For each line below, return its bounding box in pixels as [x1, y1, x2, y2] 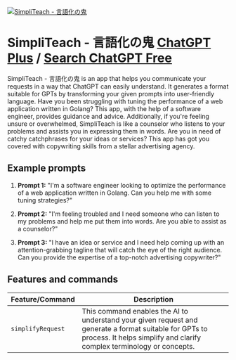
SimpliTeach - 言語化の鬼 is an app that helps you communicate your [7, 74, 206, 82]
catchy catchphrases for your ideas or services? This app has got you [7, 134, 209, 143]
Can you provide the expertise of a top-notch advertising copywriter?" [17, 253, 221, 262]
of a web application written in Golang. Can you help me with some [17, 188, 212, 197]
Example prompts [7, 162, 86, 174]
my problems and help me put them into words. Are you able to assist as [17, 217, 227, 225]
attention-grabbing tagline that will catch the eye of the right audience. [17, 245, 223, 254]
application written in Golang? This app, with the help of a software [7, 104, 202, 112]
